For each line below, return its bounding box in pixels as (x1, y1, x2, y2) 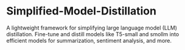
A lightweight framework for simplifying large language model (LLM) (6, 24, 178, 31)
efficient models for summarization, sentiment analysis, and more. (6, 37, 172, 44)
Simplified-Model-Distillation (6, 4, 157, 18)
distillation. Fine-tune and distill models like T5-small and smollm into (6, 30, 180, 37)
